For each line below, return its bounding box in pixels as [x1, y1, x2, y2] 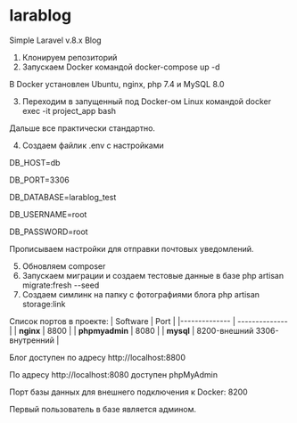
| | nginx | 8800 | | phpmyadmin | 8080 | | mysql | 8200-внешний [9, 325, 254, 336]
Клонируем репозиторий [21, 52, 118, 62]
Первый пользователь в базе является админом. [9, 403, 197, 414]
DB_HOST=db [9, 157, 61, 167]
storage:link [21, 298, 66, 309]
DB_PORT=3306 [9, 175, 70, 185]
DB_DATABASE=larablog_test [9, 191, 117, 202]
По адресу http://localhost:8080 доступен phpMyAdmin [9, 369, 219, 379]
